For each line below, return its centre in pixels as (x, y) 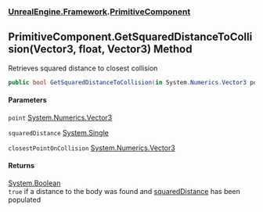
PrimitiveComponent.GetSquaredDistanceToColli (130, 37)
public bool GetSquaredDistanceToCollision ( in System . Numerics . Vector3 (127, 82)
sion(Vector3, (42, 49)
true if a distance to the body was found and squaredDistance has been (124, 192)
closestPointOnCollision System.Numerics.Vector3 (92, 148)
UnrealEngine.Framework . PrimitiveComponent (99, 12)
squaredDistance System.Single (59, 132)
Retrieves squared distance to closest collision (83, 68)
